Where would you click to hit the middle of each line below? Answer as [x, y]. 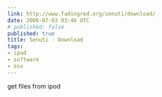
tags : [15, 46]
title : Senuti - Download [45, 40]
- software [23, 60]
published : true [31, 33]
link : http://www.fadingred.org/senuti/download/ [82, 14]
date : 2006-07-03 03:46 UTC [49, 20]
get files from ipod [34, 86]
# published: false [36, 27]
